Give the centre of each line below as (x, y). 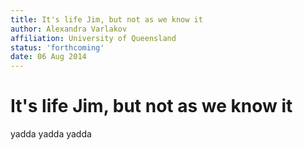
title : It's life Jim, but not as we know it (106, 19)
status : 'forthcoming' (57, 47)
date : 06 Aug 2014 (48, 57)
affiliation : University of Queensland (93, 38)
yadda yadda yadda (51, 134)
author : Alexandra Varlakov (69, 29)
